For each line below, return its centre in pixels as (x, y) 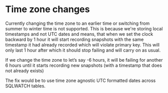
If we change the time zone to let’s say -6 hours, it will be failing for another (84, 60)
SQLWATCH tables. (25, 86)
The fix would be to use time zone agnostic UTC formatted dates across (80, 80)
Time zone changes (48, 9)
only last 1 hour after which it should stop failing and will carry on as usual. (83, 50)
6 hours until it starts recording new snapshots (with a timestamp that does (84, 65)
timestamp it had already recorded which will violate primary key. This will (82, 44)
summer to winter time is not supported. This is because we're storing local (84, 28)
